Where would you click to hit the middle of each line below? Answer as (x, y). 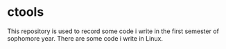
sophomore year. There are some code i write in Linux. (85, 38)
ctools (26, 12)
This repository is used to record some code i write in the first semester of (113, 31)
